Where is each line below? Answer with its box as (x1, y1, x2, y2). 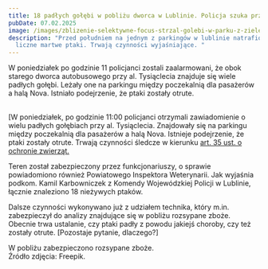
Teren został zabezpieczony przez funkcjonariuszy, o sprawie (8, 162, 211, 171)
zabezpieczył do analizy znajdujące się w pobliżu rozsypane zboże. (8, 211, 231, 220)
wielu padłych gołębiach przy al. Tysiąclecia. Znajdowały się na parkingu (8, 121, 247, 131)
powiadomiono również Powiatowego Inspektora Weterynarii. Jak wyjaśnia (8, 170, 254, 180)
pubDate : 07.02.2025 (8, 19, 77, 27)
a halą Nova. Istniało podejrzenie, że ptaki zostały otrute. (8, 88, 195, 98)
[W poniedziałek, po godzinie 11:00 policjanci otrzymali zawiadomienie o (8, 112, 246, 122)
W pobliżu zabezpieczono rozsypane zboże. (8, 244, 154, 253)
